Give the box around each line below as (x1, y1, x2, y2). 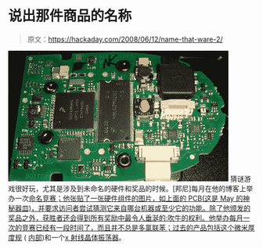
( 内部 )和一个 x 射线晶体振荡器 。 (23, 233, 126, 242)
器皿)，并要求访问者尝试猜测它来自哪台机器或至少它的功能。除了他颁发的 (14, 203, 251, 212)
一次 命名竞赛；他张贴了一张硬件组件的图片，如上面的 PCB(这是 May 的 (14, 193, 243, 203)
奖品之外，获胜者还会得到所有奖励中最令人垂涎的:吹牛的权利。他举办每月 (8, 213, 244, 222)
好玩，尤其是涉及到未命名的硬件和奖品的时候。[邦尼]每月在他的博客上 (21, 183, 247, 193)
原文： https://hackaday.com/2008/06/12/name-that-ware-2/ (27, 34, 223, 44)
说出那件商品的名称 (8, 7, 132, 25)
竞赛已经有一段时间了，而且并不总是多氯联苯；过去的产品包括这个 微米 (21, 222, 248, 232)
